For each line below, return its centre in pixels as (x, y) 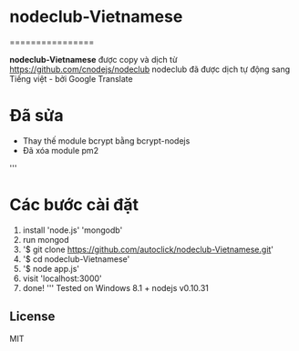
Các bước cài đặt (74, 205)
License (32, 317)
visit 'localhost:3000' (62, 278)
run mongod (46, 239)
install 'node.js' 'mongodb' (72, 230)
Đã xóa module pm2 (60, 150)
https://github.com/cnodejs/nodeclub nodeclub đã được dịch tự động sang (149, 69)
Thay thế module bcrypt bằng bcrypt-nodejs (106, 140)
